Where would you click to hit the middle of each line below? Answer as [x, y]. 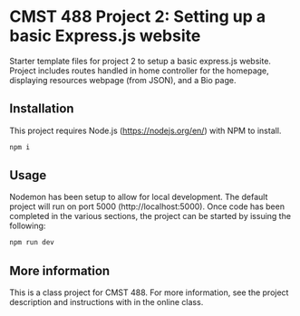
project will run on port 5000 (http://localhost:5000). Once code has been [147, 206]
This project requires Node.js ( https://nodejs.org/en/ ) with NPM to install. [145, 130]
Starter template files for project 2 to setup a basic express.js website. [140, 61]
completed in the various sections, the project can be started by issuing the [150, 216]
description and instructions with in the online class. [106, 302]
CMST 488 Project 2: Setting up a [138, 17]
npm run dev [32, 243]
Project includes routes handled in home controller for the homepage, [139, 71]
